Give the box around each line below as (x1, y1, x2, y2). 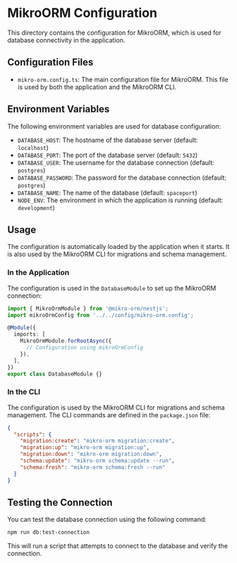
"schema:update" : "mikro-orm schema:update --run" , (20, 458, 175, 465)
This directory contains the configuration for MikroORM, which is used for (7, 28, 221, 37)
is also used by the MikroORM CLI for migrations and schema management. (7, 250, 227, 259)
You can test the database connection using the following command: (7, 515, 207, 524)
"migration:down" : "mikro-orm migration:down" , (20, 451, 162, 458)
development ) (17, 203, 55, 211)
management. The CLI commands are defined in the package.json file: (7, 410, 211, 419)
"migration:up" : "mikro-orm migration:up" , (20, 444, 150, 451)
